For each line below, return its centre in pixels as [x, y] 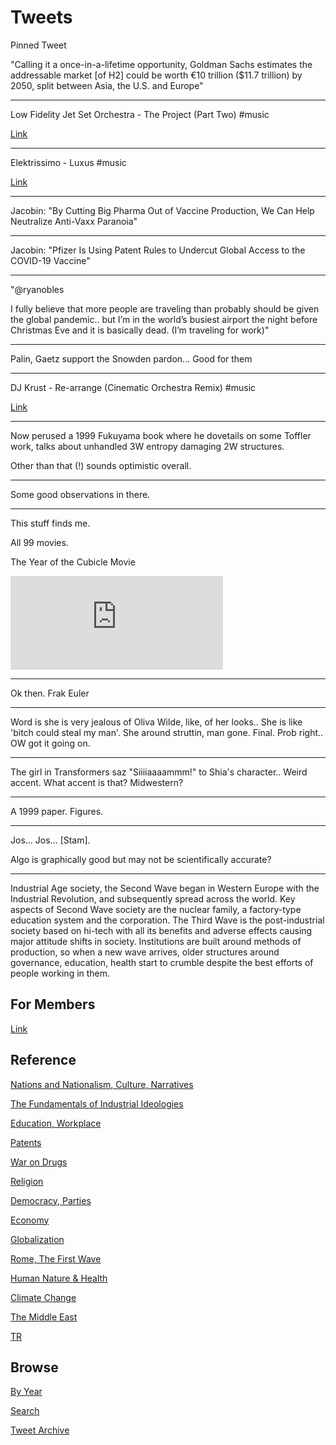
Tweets [41, 17]
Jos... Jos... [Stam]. [50, 840]
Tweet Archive [40, 1430]
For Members [53, 1004]
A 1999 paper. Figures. [57, 811]
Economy [30, 1220]
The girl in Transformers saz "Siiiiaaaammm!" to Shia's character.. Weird [159, 772]
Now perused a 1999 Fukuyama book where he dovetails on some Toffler [161, 435]
